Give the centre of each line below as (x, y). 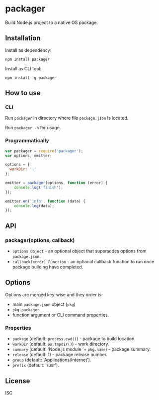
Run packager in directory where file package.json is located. (67, 118)
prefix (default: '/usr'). (36, 365)
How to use (23, 93)
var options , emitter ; (29, 156)
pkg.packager (26, 310)
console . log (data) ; (34, 206)
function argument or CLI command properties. (61, 315)
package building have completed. (48, 267)
